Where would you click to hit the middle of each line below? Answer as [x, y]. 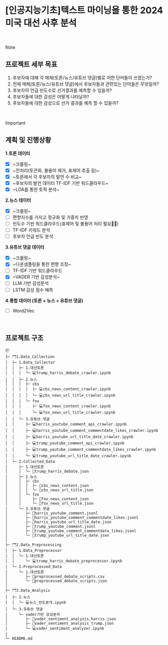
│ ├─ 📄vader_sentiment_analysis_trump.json [60, 624]
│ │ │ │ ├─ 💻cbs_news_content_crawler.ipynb [58, 389]
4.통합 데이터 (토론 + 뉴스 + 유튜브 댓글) [44, 300]
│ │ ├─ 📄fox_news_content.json [47, 499]
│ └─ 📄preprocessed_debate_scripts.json [56, 581]
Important [15, 123]
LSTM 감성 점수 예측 [33, 290]
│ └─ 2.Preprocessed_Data [34, 567]
